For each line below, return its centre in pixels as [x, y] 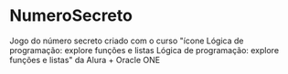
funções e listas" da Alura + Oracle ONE [85, 60]
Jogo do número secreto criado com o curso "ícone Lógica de [127, 41]
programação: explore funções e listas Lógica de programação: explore [144, 50]
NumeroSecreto [71, 16]
